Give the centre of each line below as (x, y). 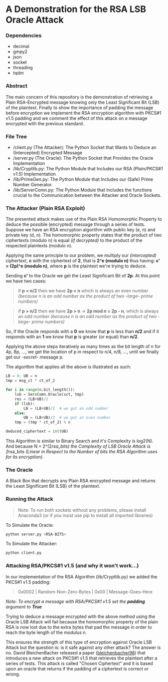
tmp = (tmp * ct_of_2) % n (43, 422)
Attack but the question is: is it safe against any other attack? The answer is (83, 647)
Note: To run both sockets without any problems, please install (82, 510)
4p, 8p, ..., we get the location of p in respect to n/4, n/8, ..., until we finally (82, 352)
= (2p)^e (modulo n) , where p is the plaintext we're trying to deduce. (76, 266)
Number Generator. (33, 185)
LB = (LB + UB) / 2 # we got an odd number (66, 408)
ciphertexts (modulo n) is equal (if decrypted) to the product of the (74, 240)
